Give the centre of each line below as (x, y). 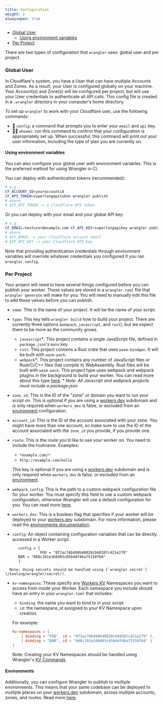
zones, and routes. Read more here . (41, 697)
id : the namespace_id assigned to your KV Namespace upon (81, 608)
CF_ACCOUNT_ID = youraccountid (35, 192)
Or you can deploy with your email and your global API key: (64, 214)
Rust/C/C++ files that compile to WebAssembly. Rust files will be (84, 365)
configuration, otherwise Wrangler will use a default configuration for (82, 499)
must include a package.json (49, 385)
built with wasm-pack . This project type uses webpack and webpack (87, 370)
